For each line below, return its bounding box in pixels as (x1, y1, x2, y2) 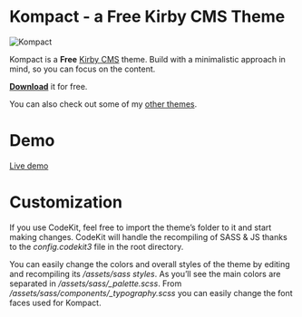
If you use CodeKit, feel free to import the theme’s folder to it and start (9, 222, 272, 233)
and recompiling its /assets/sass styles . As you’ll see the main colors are (9, 268, 281, 279)
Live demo (9, 160, 49, 171)
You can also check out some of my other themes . (9, 98, 198, 110)
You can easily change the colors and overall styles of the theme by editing (9, 258, 290, 269)
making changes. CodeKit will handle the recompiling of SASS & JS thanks (9, 231, 287, 242)
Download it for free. (9, 81, 88, 91)
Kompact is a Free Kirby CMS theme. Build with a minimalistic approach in (9, 53, 286, 64)
